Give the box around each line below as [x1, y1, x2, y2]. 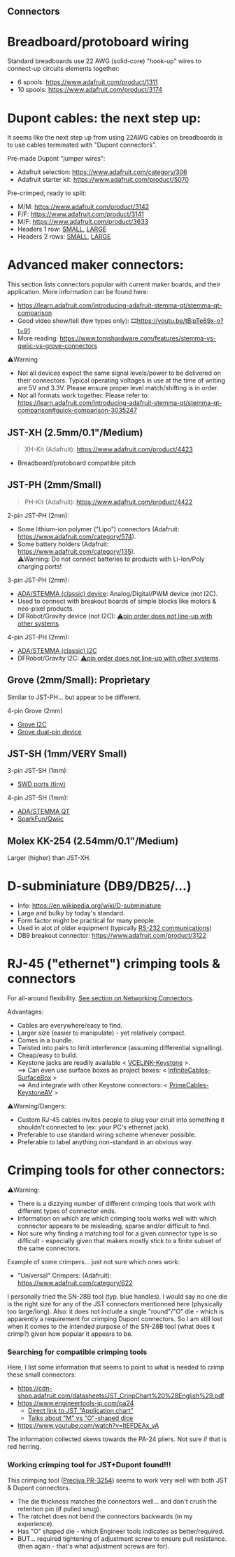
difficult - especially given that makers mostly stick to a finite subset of [17, 1237, 222, 1245]
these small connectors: [7, 1370, 77, 1379]
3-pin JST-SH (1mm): [7, 767, 69, 775]
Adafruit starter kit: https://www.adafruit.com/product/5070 [17, 175, 189, 184]
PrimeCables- [169, 1081, 209, 1089]
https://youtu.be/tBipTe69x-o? [136, 317, 224, 325]
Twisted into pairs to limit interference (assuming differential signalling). [17, 1044, 224, 1052]
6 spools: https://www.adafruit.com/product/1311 [17, 78, 158, 86]
